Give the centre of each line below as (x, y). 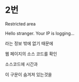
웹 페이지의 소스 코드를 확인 (31, 54)
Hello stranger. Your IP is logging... (40, 33)
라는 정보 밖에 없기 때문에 (29, 43)
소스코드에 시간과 (21, 64)
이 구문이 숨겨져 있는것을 (29, 74)
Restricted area (20, 24)
